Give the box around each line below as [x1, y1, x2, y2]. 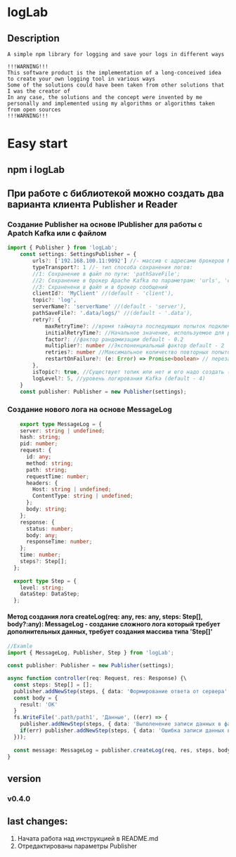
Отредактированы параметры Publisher [17, 842, 138, 850]
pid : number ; [20, 440, 58, 447]
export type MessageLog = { [20, 420, 102, 427]
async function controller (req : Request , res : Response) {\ [7, 675, 188, 682]
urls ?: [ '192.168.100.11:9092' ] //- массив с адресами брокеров [32, 257, 225, 264]
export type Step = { [13, 577, 77, 584]
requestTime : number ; [25, 472, 90, 480]
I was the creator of [7, 88, 71, 95]
